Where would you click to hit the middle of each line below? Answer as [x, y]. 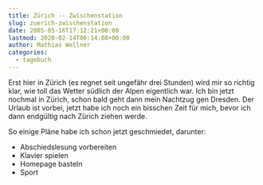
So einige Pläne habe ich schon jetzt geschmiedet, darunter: [107, 131]
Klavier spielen [44, 155]
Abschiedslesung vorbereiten [68, 147]
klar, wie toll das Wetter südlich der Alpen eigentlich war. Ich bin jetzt [121, 91]
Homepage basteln [51, 164]
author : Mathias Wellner [49, 45]
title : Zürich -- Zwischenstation [66, 15]
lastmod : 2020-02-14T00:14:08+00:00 [69, 38]
